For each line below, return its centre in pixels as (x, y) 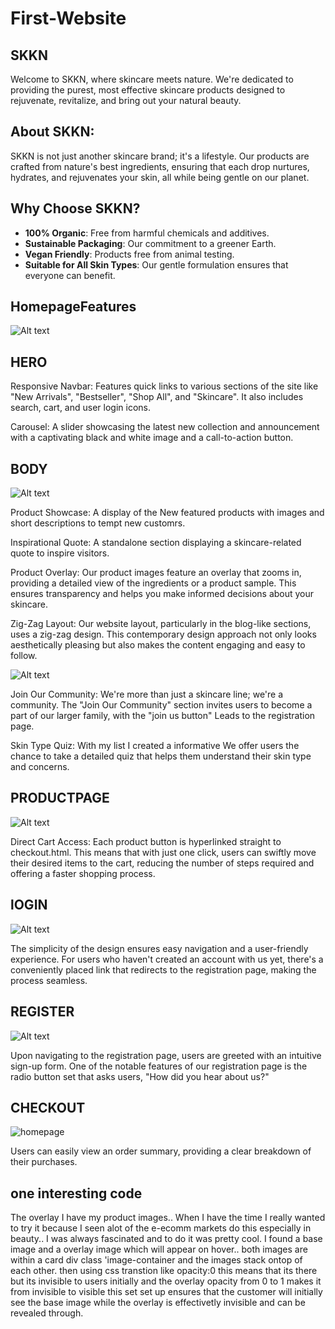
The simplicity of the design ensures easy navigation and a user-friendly (159, 948)
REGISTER (42, 1012)
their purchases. (44, 1162)
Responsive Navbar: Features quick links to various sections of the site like (164, 386)
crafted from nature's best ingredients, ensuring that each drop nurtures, (160, 166)
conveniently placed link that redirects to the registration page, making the (163, 969)
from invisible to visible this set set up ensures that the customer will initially (166, 1292)
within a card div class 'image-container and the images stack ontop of (156, 1260)
